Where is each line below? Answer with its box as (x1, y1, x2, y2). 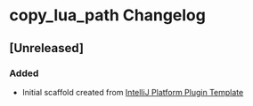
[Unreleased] (9, 41, 85, 56)
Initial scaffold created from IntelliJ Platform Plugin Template (21, 87, 244, 97)
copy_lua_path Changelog (9, 5, 207, 26)
